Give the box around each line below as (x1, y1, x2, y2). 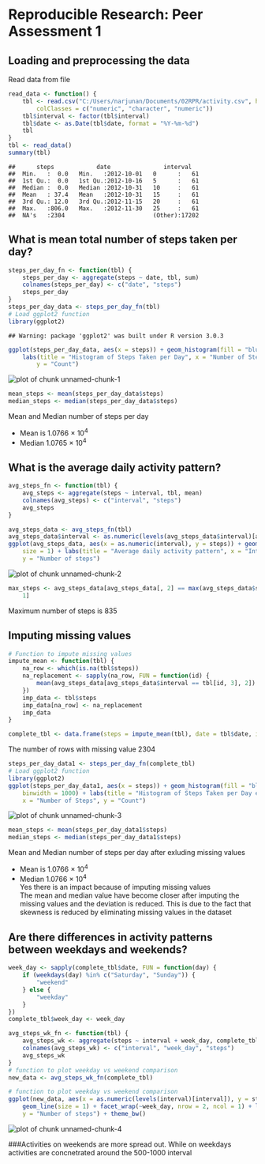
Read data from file (8, 75, 71, 84)
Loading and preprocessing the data (8, 54, 190, 67)
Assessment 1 (8, 22, 102, 40)
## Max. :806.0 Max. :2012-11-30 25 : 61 (8, 204, 200, 213)
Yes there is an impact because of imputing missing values (19, 883, 211, 892)
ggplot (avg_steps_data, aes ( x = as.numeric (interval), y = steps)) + (8, 540, 242, 548)
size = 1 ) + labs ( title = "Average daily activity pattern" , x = (22, 548, 242, 556)
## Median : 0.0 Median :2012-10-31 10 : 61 (8, 183, 200, 191)
